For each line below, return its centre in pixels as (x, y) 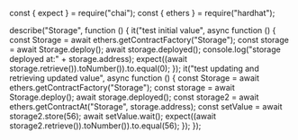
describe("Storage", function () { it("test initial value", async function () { (143, 30)
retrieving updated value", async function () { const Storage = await (134, 78)
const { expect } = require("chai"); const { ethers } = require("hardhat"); (142, 13)
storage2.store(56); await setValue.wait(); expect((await (113, 116)
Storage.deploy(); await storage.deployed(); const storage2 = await (134, 97)
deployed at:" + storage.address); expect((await (98, 59)
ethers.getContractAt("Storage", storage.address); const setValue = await (146, 106)
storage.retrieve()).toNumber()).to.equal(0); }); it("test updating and (134, 68)
